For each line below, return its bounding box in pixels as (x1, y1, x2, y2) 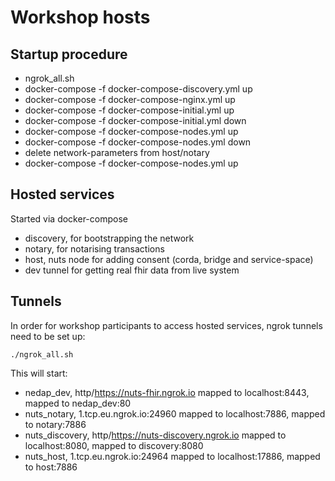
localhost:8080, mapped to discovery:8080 (24, 439, 204, 451)
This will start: (10, 367, 68, 379)
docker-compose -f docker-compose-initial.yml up (24, 104, 235, 116)
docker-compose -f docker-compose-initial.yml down (24, 115, 247, 126)
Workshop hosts (10, 6, 151, 29)
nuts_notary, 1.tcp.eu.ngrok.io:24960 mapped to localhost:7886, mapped (24, 407, 326, 420)
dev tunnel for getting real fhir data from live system (24, 264, 240, 276)
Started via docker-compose (10, 212, 128, 225)
